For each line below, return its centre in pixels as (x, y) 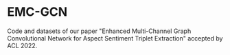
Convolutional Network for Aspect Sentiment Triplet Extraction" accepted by (115, 38)
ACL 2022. (22, 45)
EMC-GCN (37, 12)
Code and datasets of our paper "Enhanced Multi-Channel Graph (99, 31)
